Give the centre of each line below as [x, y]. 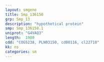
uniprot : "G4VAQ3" [24, 33]
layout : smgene [21, 10]
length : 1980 [20, 38]
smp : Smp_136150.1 [24, 28]
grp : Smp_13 [17, 19]
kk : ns [12, 47]
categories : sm [21, 51]
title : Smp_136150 [24, 14]
